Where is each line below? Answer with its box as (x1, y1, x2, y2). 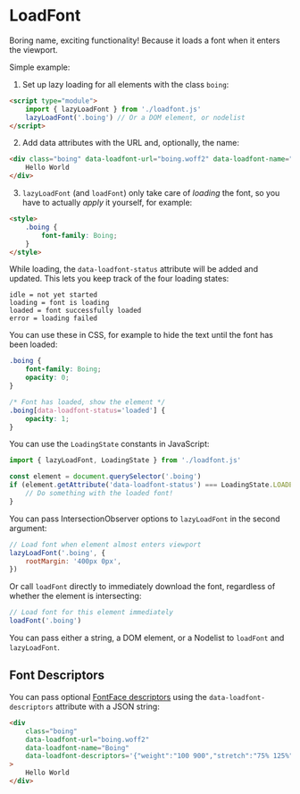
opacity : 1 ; (25, 414, 70, 423)
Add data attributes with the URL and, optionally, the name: (21, 138, 239, 148)
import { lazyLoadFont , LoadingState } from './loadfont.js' (9, 456, 242, 465)
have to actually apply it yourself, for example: (21, 198, 193, 208)
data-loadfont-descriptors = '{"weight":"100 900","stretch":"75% (25, 752, 270, 761)
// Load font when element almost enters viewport (9, 540, 202, 549)
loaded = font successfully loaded (9, 306, 142, 316)
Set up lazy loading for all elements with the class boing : (21, 79, 229, 89)
